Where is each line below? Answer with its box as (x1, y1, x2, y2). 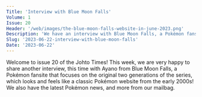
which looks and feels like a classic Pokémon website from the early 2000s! (6, 77, 194, 84)
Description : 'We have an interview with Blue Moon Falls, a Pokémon (6, 31, 185, 37)
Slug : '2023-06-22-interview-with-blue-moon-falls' (6, 37, 138, 43)
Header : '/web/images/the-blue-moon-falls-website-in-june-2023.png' (6, 25, 185, 32)
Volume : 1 (6, 14, 31, 20)
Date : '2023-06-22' (6, 43, 55, 48)
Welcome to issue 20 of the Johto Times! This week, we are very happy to (6, 58, 191, 66)
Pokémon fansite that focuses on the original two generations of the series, (6, 71, 192, 78)
